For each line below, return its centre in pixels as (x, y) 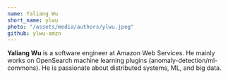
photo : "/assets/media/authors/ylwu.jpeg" (71, 27)
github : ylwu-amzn (34, 33)
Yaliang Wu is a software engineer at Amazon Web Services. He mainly (111, 53)
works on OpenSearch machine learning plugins (77, 61)
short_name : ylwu (33, 20)
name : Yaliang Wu (33, 14)
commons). (24, 68)
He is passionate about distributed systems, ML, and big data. (132, 68)
